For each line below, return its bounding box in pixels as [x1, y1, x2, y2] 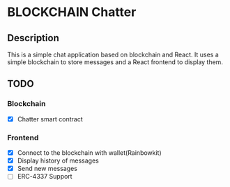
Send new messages [17, 165, 78, 173]
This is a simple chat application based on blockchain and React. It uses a [7, 50, 220, 59]
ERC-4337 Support [17, 172, 72, 181]
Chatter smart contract [17, 114, 84, 123]
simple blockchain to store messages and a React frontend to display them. [7, 58, 223, 66]
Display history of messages [17, 156, 99, 165]
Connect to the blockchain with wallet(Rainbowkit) [17, 149, 162, 157]
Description [7, 32, 59, 44]
